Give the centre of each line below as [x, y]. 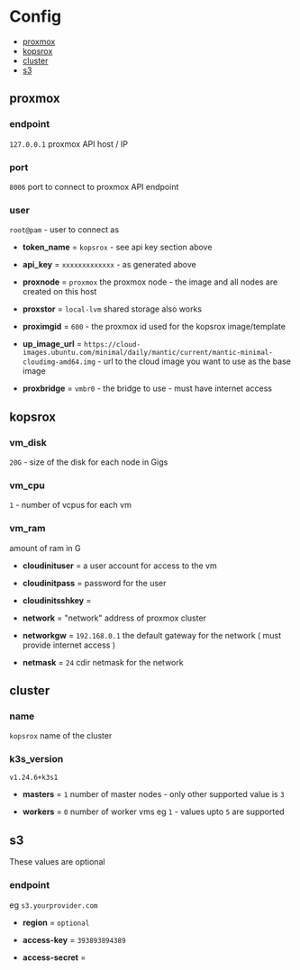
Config [35, 17]
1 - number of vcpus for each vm [71, 505]
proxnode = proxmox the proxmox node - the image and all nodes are [150, 282]
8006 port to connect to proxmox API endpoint [94, 186]
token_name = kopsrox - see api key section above [117, 247]
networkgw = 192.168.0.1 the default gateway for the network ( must [152, 635]
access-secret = [54, 957]
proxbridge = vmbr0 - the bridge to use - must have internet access [147, 388]
